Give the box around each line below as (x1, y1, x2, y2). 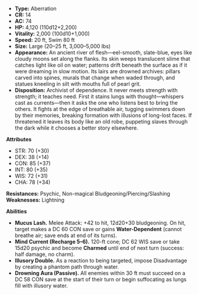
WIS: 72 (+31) (14, 173, 48, 179)
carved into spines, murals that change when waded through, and (14, 74, 176, 81)
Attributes (6, 136, 32, 142)
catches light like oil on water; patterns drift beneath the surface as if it (14, 61, 187, 69)
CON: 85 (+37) (14, 160, 51, 167)
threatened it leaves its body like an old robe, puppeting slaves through (14, 118, 188, 125)
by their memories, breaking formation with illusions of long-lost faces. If (14, 112, 192, 119)
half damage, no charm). (14, 251, 75, 258)
